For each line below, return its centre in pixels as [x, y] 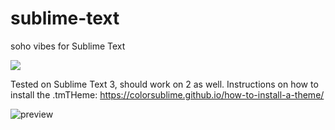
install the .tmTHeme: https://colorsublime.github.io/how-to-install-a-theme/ [167, 94]
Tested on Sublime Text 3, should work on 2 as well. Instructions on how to [164, 84]
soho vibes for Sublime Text [68, 46]
